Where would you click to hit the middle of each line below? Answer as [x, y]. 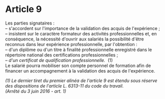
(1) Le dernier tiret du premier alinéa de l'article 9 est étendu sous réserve [81, 80]
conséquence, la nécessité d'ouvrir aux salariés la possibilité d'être [74, 39]
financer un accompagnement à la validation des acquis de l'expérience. [80, 70]
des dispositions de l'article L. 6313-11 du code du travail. [64, 85]
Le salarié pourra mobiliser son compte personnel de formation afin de [78, 65]
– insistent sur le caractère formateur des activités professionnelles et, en [81, 33]
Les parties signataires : [30, 23]
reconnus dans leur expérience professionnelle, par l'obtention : [71, 44]
